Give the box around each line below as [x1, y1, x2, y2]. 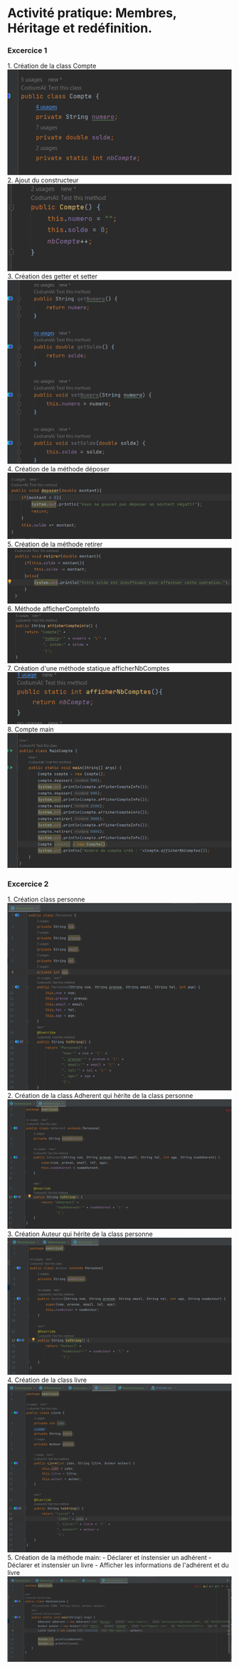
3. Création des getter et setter [7, 272, 98, 281]
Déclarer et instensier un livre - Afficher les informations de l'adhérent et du [7, 1561, 229, 1569]
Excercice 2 [7, 879, 49, 889]
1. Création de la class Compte [7, 62, 97, 70]
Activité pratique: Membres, [7, 5, 177, 21]
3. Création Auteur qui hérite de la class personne [7, 1230, 153, 1238]
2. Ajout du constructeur [7, 176, 79, 184]
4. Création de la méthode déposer [7, 464, 110, 473]
